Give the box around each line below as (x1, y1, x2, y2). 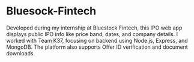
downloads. (6, 49, 35, 57)
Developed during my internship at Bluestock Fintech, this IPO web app (6, 24, 183, 31)
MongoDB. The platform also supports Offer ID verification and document (6, 43, 188, 51)
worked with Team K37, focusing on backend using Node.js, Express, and (6, 37, 188, 44)
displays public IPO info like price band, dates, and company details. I (6, 30, 178, 37)
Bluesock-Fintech (6, 4, 97, 18)
